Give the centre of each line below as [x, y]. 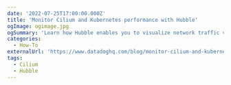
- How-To [26, 45]
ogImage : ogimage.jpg [38, 26]
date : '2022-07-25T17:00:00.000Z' [57, 13]
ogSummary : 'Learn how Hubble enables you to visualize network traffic [113, 33]
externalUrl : [26, 52]
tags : [15, 58]
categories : [24, 39]
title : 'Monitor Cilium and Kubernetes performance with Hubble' [102, 20]
